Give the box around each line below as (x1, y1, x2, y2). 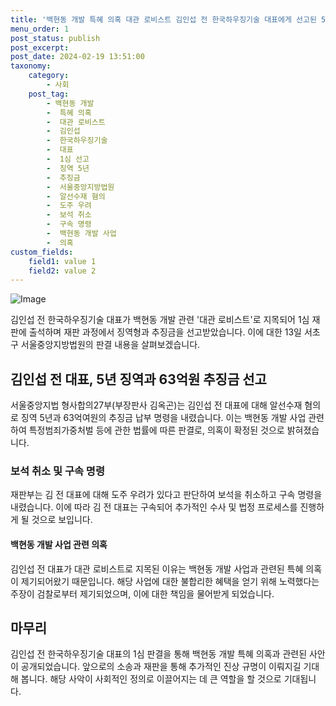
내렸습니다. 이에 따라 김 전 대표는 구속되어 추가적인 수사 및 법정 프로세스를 (10, 501, 298, 513)
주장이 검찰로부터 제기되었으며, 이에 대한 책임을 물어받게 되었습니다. (10, 587, 275, 600)
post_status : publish (10, 33, 101, 43)
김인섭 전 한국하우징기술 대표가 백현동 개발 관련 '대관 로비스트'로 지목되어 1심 (10, 314, 310, 326)
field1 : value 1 (28, 256, 97, 266)
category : (28, 71, 70, 81)
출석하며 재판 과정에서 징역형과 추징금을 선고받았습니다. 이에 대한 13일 (28, 326, 302, 338)
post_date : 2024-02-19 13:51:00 (10, 52, 145, 62)
